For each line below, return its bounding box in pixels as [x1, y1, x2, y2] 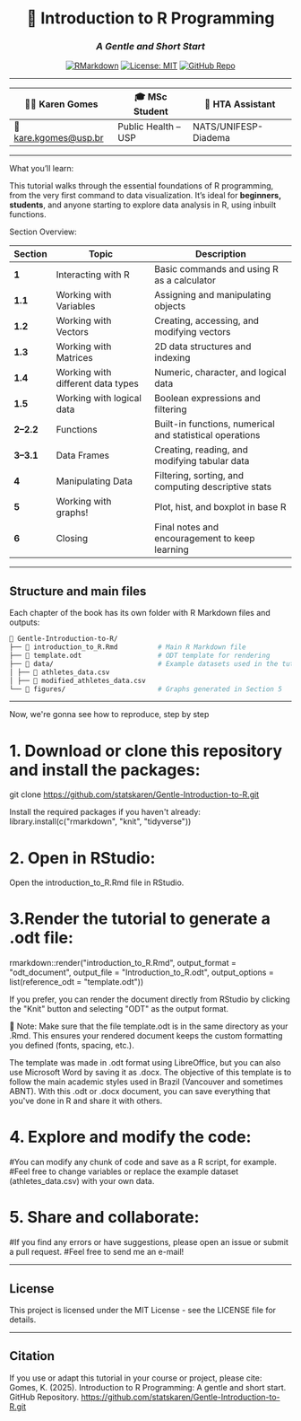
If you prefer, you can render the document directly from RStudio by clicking [9, 994, 291, 1004]
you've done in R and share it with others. [9, 1095, 163, 1107]
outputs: [9, 617, 40, 627]
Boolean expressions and [154, 392, 262, 405]
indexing [154, 352, 191, 364]
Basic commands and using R [154, 263, 279, 276]
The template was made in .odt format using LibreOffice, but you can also [9, 1057, 281, 1068]
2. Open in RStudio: [9, 847, 156, 868]
